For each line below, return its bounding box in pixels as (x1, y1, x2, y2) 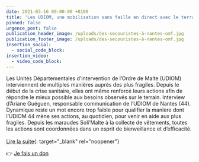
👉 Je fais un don (6, 150, 49, 157)
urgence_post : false (6, 25, 57, 31)
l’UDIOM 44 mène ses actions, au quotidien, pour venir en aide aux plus (6, 112, 182, 119)
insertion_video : (6, 53, 49, 59)
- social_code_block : (11, 47, 65, 53)
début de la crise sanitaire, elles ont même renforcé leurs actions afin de (6, 87, 183, 94)
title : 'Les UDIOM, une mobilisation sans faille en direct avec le (6, 14, 179, 20)
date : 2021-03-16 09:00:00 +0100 (6, 8, 89, 15)
